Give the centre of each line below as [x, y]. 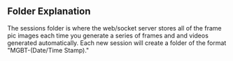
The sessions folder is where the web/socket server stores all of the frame [114, 28]
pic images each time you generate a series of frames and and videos [108, 35]
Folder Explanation [49, 11]
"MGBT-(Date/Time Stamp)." [48, 50]
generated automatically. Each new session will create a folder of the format [117, 43]
